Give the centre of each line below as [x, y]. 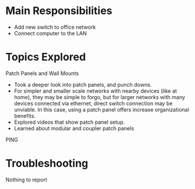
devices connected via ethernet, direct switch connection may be [93, 103]
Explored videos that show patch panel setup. [69, 122]
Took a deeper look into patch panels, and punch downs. [83, 85]
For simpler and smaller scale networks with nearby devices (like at [95, 91]
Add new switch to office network [55, 27]
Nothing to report [26, 180]
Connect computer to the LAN [50, 33]
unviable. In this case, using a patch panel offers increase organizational [101, 109]
